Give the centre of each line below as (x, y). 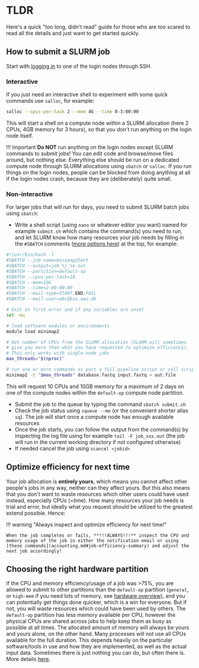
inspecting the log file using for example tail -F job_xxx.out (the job (99, 436)
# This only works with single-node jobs (58, 353)
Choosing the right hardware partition (78, 569)
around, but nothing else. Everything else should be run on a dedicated (93, 160)
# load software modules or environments (58, 326)
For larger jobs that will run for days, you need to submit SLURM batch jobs (98, 207)
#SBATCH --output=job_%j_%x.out (46, 266)
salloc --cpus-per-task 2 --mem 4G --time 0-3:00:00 (73, 112)
